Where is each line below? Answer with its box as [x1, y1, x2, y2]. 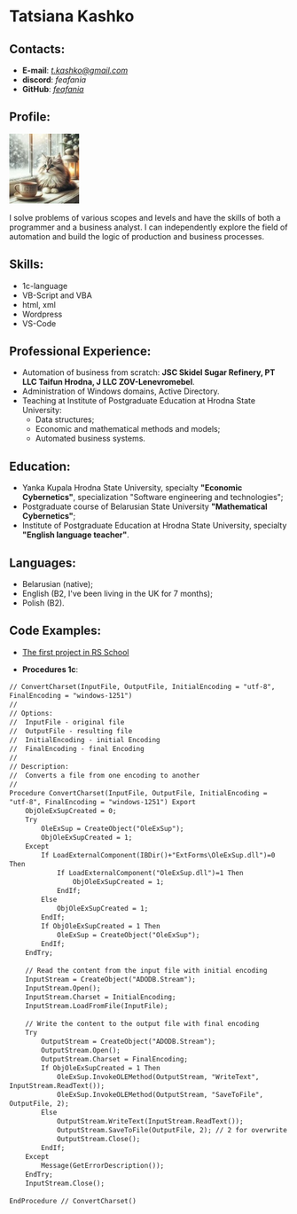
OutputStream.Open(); [41, 1046, 121, 1054]
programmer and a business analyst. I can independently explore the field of [9, 222, 288, 232]
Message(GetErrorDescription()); [41, 1161, 165, 1170]
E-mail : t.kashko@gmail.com [21, 65, 129, 75]
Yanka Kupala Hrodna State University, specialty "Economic [21, 482, 243, 493]
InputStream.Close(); [25, 1179, 105, 1187]
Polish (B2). [21, 598, 65, 608]
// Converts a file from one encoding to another [9, 771, 200, 779]
